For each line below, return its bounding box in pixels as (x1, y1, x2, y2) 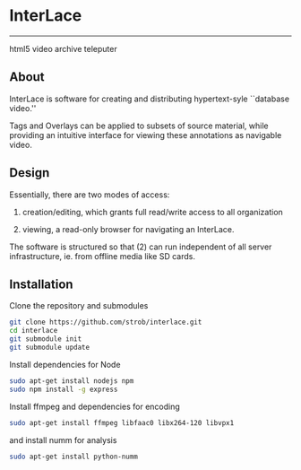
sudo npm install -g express (9, 385, 118, 394)
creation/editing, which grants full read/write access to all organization (21, 206, 284, 217)
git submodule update (9, 343, 90, 352)
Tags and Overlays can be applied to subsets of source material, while (9, 120, 269, 131)
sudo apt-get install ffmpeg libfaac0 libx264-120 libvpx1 (9, 418, 235, 427)
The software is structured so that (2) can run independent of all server (9, 241, 272, 252)
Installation (9, 276, 73, 292)
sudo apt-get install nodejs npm (9, 376, 134, 386)
